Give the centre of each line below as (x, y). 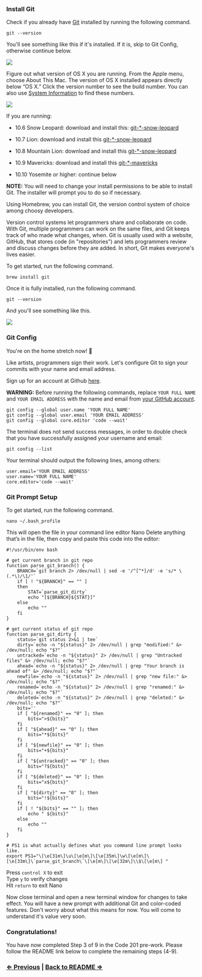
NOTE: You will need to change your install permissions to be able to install (99, 186)
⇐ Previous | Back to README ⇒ (55, 967)
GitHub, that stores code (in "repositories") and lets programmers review (96, 242)
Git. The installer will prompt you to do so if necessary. (74, 193)
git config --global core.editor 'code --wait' (67, 420)
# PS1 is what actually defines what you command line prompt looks (94, 845)
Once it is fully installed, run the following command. (71, 288)
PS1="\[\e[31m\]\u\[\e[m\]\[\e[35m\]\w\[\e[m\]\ (87, 856)
